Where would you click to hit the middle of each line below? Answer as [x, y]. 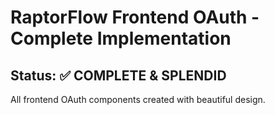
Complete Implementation [121, 38]
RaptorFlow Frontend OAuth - [135, 17]
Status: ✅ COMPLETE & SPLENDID [118, 75]
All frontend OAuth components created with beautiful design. [138, 99]
